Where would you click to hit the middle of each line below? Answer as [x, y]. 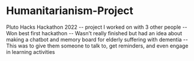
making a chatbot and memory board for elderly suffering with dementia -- [97, 39]
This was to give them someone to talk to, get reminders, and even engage [97, 46]
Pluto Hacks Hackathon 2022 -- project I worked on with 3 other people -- [97, 27]
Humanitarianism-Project [70, 11]
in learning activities [30, 52]
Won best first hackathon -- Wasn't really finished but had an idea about [94, 33]
